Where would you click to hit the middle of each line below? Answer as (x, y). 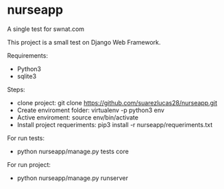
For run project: (29, 164)
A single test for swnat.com (46, 29)
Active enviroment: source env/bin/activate (78, 117)
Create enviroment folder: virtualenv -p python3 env (90, 110)
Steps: (16, 89)
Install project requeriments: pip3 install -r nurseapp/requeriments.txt (115, 124)
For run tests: (26, 138)
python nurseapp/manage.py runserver (73, 178)
